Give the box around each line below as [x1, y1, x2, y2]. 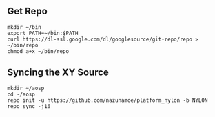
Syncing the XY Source [7, 67, 109, 78]
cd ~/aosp [7, 91, 36, 98]
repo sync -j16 [7, 103, 51, 109]
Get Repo [7, 6, 48, 17]
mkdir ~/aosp [7, 85, 45, 92]
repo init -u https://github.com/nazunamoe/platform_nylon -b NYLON [7, 96, 208, 104]
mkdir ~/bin [7, 23, 41, 30]
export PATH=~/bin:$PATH [7, 30, 79, 36]
